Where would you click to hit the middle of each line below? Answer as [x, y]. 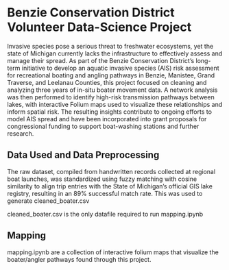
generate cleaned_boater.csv [48, 201]
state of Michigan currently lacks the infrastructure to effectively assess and [115, 53]
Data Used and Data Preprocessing [83, 155]
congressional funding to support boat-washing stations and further [103, 126]
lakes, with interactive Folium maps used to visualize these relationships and [115, 104]
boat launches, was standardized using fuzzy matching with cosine [102, 179]
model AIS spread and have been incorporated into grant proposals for [107, 119]
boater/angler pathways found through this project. [79, 259]
